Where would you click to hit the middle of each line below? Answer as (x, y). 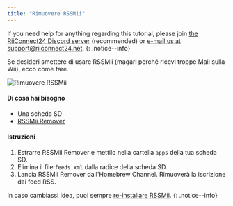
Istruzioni (22, 137)
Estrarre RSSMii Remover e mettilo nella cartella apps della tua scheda (117, 153)
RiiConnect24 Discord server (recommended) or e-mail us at (94, 41)
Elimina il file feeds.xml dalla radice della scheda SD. (93, 167)
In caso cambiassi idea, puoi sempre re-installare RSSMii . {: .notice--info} (112, 196)
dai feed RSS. (37, 182)
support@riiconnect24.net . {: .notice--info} (69, 48)
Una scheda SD (40, 113)
